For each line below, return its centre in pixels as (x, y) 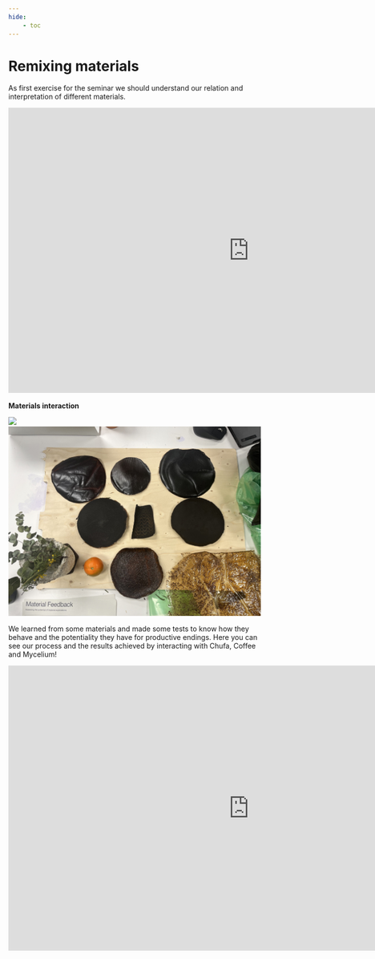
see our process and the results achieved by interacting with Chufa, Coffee (132, 646)
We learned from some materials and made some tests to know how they (129, 629)
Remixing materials (74, 66)
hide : (17, 17)
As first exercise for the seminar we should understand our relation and (126, 88)
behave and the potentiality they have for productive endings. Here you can (133, 637)
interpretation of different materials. (67, 97)
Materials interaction (44, 406)
